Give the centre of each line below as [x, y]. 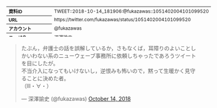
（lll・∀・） [36, 86]
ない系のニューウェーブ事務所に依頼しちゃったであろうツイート [117, 56]
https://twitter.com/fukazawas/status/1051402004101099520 [122, 20]
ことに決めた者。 [48, 78]
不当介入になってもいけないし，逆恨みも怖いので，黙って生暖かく [103, 71]
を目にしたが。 [40, 63]
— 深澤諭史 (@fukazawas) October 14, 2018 [76, 99]
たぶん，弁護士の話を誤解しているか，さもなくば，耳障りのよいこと [106, 48]
